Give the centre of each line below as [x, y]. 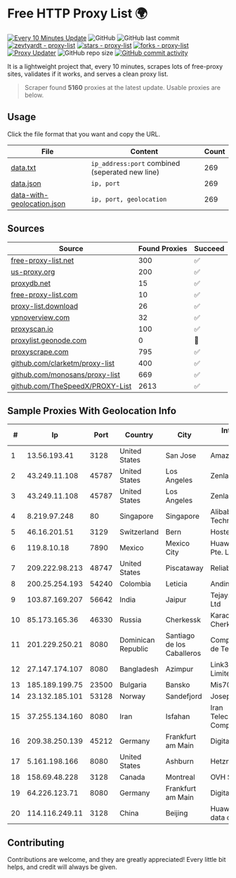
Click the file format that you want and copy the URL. [84, 134]
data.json [26, 183]
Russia [130, 620]
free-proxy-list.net [42, 260]
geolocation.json [38, 203]
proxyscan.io [32, 329]
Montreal [180, 777]
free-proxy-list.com [45, 295]
